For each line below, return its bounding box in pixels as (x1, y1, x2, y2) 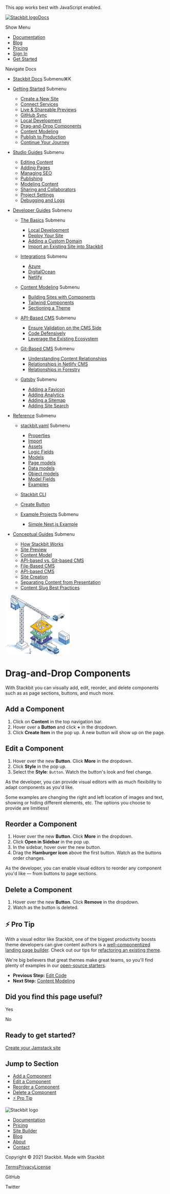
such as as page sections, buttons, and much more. (5, 690, 115, 696)
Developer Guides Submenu (12, 207, 73, 213)
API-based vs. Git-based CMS (20, 557, 84, 563)
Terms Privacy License (5, 1164, 51, 1170)
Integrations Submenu (20, 253, 68, 259)
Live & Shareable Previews (20, 107, 77, 112)
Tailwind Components (28, 299, 74, 306)
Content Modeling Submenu (20, 284, 80, 290)
